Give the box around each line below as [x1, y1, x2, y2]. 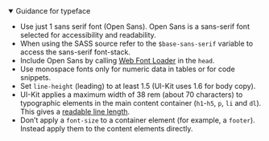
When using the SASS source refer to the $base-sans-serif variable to [19, 38, 254, 48]
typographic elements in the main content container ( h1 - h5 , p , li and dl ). [19, 99, 262, 107]
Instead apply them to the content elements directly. [19, 124, 193, 133]
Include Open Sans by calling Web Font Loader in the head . [19, 56, 215, 65]
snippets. [19, 73, 52, 82]
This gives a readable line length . [19, 107, 130, 116]
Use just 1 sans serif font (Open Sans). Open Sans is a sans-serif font [19, 22, 250, 31]
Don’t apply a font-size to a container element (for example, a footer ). [19, 115, 255, 125]
